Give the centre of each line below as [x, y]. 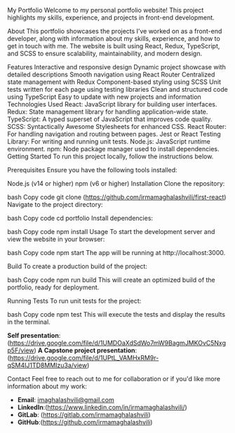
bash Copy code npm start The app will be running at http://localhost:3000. [116, 253]
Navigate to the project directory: [55, 205]
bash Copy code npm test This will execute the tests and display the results [116, 314]
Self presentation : [34, 335]
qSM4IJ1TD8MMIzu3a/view [47, 365]
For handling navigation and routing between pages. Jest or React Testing [114, 134]
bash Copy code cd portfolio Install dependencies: [80, 218]
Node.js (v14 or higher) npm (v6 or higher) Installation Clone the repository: [116, 184]
